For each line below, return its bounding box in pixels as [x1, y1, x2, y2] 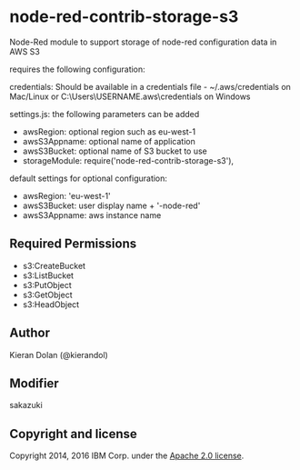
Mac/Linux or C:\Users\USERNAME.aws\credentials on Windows [9, 91, 252, 102]
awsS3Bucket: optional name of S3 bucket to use [22, 145, 207, 156]
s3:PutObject [22, 279, 73, 290]
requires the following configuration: [9, 64, 145, 75]
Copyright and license [9, 425, 138, 442]
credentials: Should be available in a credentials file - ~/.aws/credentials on [9, 81, 291, 92]
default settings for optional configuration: [9, 173, 168, 184]
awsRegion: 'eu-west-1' [22, 190, 111, 201]
